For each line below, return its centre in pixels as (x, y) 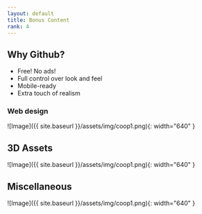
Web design (28, 112)
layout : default (31, 14)
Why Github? (36, 54)
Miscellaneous (40, 187)
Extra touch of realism (49, 93)
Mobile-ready (37, 86)
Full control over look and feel (60, 79)
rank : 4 (18, 26)
